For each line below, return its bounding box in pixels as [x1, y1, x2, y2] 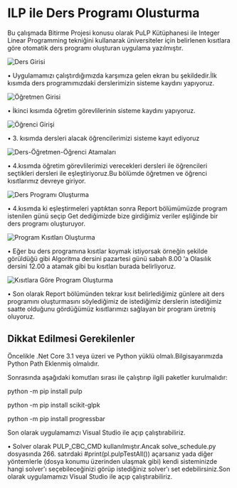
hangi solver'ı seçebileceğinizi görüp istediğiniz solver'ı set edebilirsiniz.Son [7, 465, 231, 473]
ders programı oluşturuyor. [7, 219, 85, 228]
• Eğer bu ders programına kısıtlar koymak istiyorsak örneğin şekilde [7, 247, 208, 255]
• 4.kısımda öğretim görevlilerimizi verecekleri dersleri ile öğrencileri [7, 161, 208, 170]
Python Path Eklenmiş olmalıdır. [7, 359, 100, 368]
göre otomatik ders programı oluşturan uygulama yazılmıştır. [7, 43, 184, 52]
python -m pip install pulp [7, 386, 83, 396]
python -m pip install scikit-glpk [7, 401, 101, 409]
